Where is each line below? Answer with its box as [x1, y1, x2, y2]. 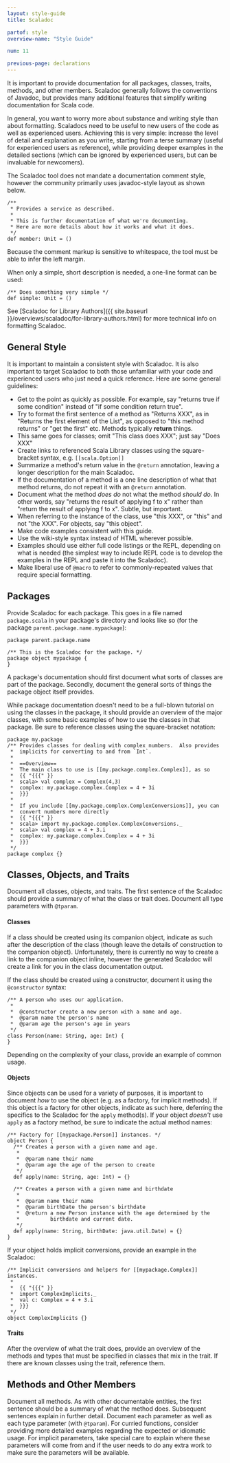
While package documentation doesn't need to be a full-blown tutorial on [7, 701, 214, 709]
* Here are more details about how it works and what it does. [10, 224, 195, 231]
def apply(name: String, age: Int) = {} [13, 1173, 130, 1180]
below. [7, 186, 26, 194]
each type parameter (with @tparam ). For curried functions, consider [7, 1419, 199, 1427]
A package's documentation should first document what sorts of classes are [7, 672, 223, 681]
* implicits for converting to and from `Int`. [10, 748, 152, 755]
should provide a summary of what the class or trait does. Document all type [7, 895, 224, 903]
